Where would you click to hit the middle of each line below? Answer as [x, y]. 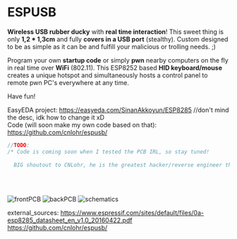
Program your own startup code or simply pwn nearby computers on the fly [118, 60]
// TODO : [19, 145]
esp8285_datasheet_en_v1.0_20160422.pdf [70, 220]
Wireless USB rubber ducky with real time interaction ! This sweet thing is [116, 32]
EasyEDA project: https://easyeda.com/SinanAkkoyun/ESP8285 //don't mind [118, 110]
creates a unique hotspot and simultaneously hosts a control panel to [108, 75]
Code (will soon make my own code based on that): [82, 124]
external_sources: [33, 213]
